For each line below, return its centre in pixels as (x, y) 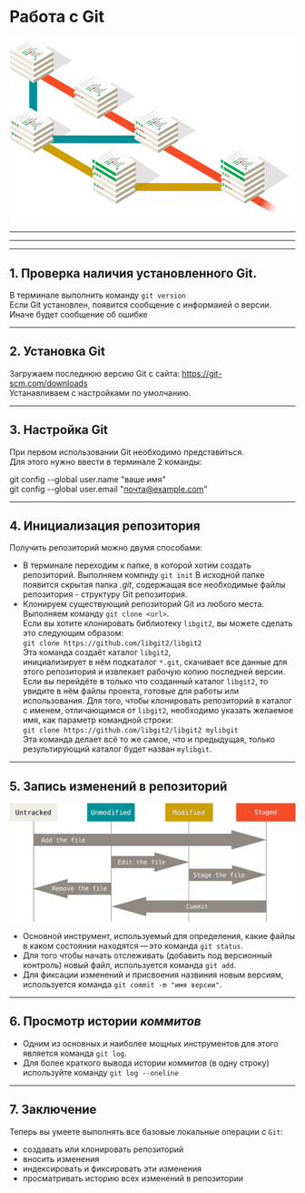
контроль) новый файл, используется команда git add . (129, 966)
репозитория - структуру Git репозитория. (105, 594)
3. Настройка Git (59, 430)
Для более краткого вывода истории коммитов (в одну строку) (146, 1063)
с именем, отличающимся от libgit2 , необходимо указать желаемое (158, 711)
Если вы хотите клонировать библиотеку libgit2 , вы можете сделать (157, 623)
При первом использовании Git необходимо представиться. (127, 451)
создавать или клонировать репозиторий (103, 1149)
